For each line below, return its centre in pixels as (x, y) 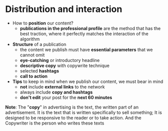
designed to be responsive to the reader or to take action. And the (73, 117)
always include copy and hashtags (56, 92)
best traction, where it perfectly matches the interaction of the (84, 33)
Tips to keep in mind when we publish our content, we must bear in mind (88, 81)
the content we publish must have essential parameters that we (86, 49)
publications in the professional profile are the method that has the (90, 28)
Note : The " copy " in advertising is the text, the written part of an (72, 107)
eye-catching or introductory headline (60, 60)
